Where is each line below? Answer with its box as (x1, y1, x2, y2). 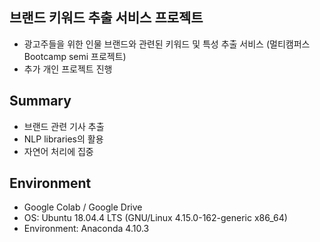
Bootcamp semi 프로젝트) (23, 50, 127, 62)
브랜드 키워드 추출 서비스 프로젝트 (9, 9, 204, 27)
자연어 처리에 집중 (23, 145, 94, 157)
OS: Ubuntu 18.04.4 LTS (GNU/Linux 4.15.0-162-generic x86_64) (23, 212, 288, 224)
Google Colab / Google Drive (23, 201, 143, 213)
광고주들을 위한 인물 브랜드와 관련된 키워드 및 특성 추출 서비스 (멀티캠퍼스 (23, 38, 311, 50)
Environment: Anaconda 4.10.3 (23, 223, 150, 235)
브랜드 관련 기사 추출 (23, 120, 105, 132)
